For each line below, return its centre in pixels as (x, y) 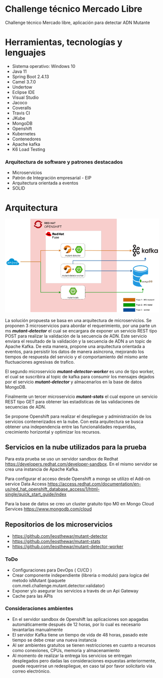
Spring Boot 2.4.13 (31, 76)
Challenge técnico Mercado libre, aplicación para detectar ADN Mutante (78, 22)
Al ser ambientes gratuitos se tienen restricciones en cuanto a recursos (84, 645)
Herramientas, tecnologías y (64, 42)
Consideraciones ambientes (39, 609)
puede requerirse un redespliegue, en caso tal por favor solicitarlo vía (82, 666)
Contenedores (27, 139)
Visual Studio (25, 97)
